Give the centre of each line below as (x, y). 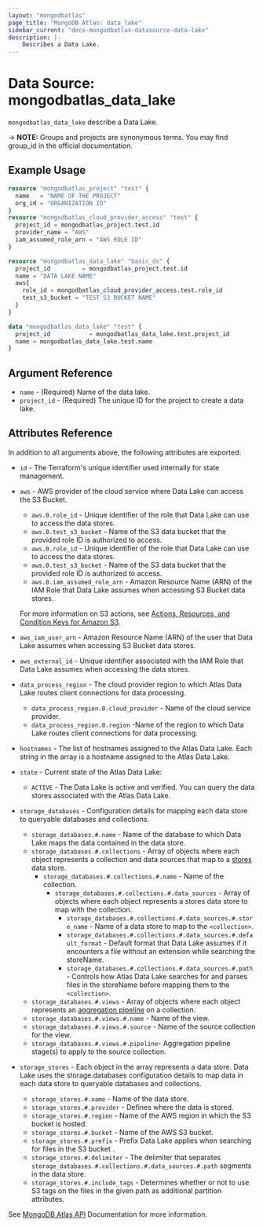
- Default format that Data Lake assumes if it (175, 943)
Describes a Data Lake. (61, 45)
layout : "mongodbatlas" (47, 15)
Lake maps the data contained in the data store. (108, 842)
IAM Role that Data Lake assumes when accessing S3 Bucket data (138, 590)
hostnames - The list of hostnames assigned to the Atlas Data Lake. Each (136, 748)
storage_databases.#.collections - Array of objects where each (135, 851)
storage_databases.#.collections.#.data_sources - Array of (152, 893)
